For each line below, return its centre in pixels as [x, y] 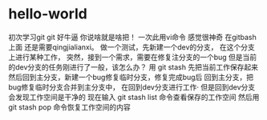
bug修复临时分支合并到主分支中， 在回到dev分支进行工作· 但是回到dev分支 [132, 87]
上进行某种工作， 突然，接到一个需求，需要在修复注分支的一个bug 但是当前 [133, 57]
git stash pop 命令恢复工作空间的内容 [69, 107]
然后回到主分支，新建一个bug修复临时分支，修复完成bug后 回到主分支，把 [131, 77]
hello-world [48, 14]
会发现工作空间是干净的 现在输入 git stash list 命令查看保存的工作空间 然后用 [134, 97]
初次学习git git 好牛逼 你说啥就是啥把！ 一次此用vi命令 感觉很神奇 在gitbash [132, 37]
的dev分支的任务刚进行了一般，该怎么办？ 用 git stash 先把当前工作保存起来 [133, 67]
